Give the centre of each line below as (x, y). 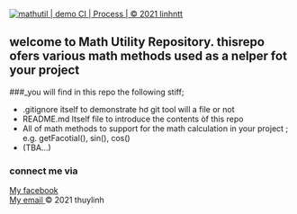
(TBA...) (36, 147)
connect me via (44, 171)
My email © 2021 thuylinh (57, 200)
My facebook (34, 191)
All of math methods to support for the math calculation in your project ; (155, 128)
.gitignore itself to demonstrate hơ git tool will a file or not (129, 109)
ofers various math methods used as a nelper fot (148, 56)
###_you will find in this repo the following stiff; (97, 92)
